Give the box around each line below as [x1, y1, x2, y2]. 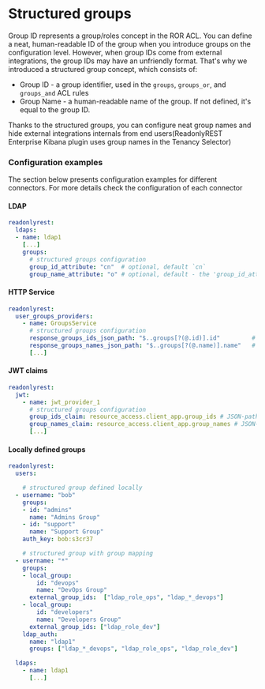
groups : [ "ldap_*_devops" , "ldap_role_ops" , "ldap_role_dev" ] [28, 645, 238, 653]
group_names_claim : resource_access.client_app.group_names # [28, 420, 238, 428]
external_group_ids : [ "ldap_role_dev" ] [28, 623, 160, 631]
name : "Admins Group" [28, 513, 101, 521]
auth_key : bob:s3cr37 [22, 535, 93, 544]
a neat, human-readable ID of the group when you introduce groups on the [8, 39, 251, 48]
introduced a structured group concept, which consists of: [8, 64, 198, 73]
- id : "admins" [22, 506, 73, 514]
